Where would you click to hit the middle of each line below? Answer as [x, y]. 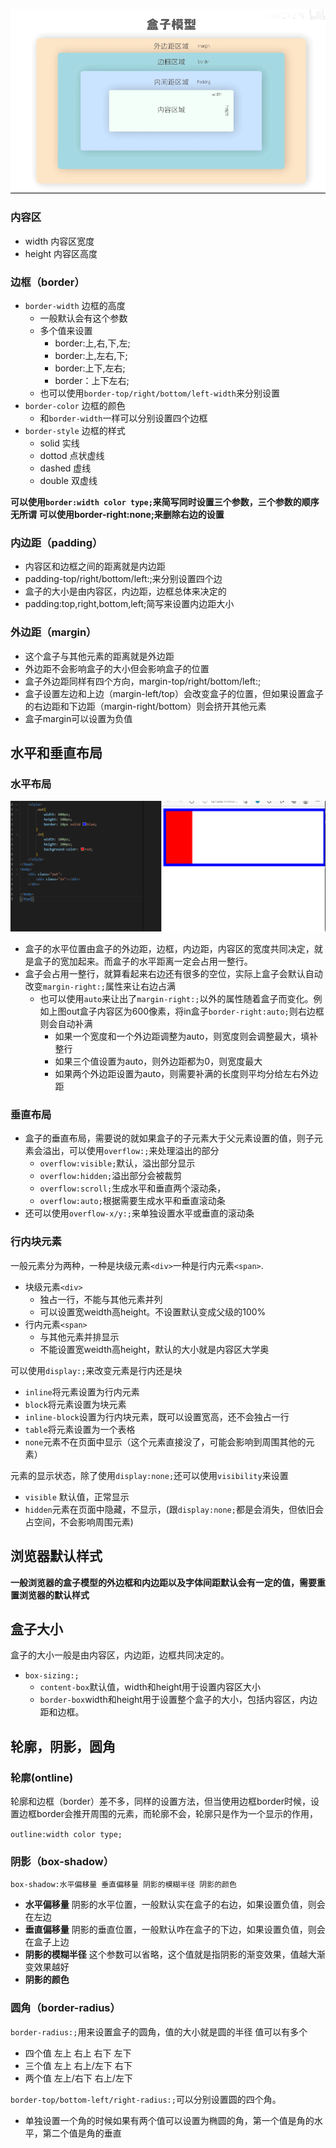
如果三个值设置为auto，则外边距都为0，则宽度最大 [158, 1061]
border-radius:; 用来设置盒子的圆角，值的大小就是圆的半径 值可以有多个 [159, 2031]
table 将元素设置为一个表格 [80, 1429]
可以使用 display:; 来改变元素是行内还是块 [96, 1370]
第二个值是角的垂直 [82, 2133]
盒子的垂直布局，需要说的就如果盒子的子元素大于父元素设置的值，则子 [169, 1138]
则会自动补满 [66, 1024]
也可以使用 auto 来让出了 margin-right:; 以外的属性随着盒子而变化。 [176, 999]
